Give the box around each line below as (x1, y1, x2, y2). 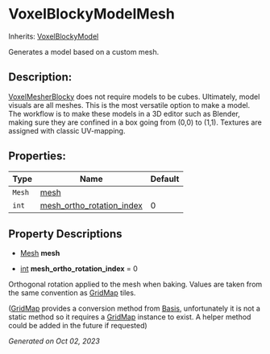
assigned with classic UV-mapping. (8, 126, 126, 135)
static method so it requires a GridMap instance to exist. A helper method (8, 312, 251, 322)
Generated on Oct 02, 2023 (8, 336, 101, 346)
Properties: (8, 150, 66, 163)
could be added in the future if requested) (8, 321, 147, 331)
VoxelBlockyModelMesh (8, 5, 175, 23)
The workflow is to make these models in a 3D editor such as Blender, (8, 109, 240, 118)
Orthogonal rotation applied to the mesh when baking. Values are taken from (8, 279, 263, 290)
